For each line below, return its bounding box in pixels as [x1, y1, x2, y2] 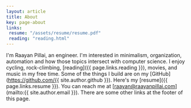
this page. [6, 95, 31, 102]
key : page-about [6, 19, 46, 25]
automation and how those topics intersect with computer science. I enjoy [6, 58, 185, 65]
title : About [6, 14, 38, 20]
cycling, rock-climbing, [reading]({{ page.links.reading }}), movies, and [6, 64, 177, 71]
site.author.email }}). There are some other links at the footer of [29, 89, 183, 96]
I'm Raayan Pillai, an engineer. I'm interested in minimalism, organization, [6, 52, 182, 58]
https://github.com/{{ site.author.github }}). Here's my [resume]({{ [8, 76, 168, 83]
